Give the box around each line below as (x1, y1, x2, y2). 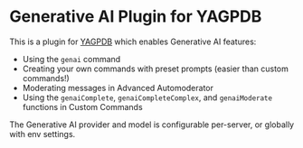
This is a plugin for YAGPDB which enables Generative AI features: (9, 36, 257, 47)
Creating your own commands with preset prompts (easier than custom (22, 63, 289, 74)
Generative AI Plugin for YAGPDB (9, 6, 262, 27)
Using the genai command (22, 53, 121, 64)
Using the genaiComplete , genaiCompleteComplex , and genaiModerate (22, 92, 273, 103)
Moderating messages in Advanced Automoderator (22, 82, 214, 93)
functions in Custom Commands (22, 101, 143, 112)
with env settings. (9, 128, 76, 139)
